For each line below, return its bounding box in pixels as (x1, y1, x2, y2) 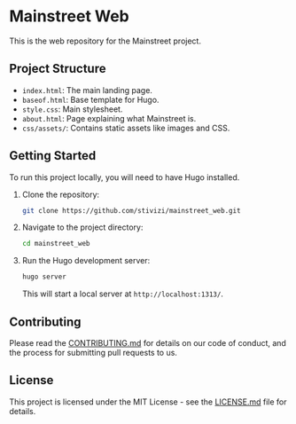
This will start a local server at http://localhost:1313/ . (21, 288, 224, 299)
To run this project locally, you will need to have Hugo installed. (9, 171, 240, 183)
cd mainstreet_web (21, 239, 90, 248)
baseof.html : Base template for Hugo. (21, 94, 160, 105)
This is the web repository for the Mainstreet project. (9, 35, 202, 46)
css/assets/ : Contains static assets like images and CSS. (21, 122, 230, 133)
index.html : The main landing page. (21, 84, 153, 95)
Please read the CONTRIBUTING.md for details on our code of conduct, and (9, 338, 286, 348)
